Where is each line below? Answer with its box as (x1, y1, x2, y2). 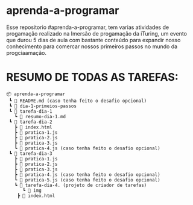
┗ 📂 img (22, 188, 42, 194)
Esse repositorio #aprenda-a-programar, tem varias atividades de (6, 24, 169, 31)
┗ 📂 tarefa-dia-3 (8, 150, 52, 157)
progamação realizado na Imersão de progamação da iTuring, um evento (6, 30, 187, 37)
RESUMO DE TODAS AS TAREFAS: (6, 71, 179, 84)
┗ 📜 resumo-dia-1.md (14, 113, 66, 119)
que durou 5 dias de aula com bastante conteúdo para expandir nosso (6, 36, 181, 43)
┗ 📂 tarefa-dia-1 (8, 108, 52, 115)
